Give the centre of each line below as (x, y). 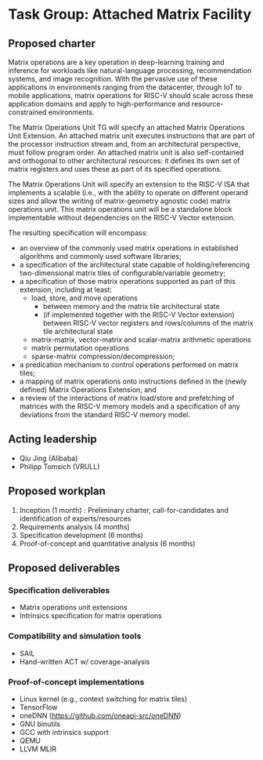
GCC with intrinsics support (64, 732)
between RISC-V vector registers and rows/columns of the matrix (148, 323)
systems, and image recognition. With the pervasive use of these (113, 79)
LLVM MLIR (38, 749)
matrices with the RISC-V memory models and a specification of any (130, 406)
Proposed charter (52, 44)
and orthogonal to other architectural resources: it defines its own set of (124, 161)
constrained (27, 112)
